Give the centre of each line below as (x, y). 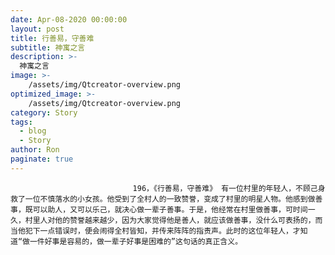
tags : (21, 122)
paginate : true (42, 159)
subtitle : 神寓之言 (48, 47)
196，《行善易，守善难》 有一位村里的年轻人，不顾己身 (229, 188)
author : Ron (35, 150)
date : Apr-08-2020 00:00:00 (69, 19)
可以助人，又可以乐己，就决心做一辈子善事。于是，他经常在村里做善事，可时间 (170, 209)
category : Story (44, 112)
